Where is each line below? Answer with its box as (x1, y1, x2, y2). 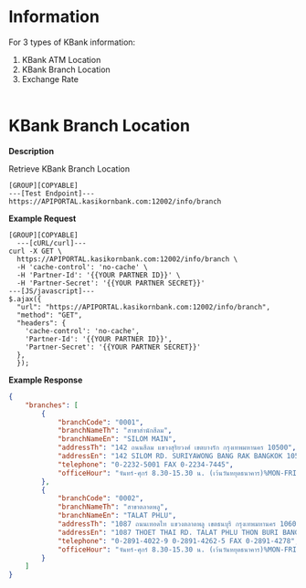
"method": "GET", (16, 310, 83, 320)
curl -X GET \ (8, 247, 63, 256)
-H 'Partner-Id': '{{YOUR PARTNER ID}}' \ (16, 270, 181, 279)
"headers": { (16, 318, 67, 328)
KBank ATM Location (21, 54, 101, 65)
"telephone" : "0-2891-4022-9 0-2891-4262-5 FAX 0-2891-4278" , (57, 536, 300, 545)
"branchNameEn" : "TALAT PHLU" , (57, 511, 177, 520)
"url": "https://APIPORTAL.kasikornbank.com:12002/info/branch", (16, 302, 271, 311)
